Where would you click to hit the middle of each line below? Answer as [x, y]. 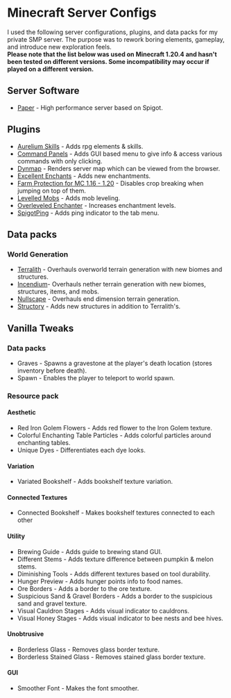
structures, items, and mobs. [58, 292]
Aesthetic [22, 412]
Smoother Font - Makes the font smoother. [78, 688]
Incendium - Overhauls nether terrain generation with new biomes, [112, 284]
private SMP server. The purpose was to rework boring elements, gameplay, [116, 39]
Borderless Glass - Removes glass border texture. [88, 649]
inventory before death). [52, 371]
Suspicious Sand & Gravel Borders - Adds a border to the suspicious [115, 596]
